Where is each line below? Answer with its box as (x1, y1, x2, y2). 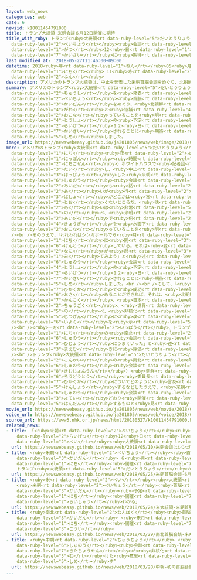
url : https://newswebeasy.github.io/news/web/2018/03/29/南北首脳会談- (11, 531, 185, 537)
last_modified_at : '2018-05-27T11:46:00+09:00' (6, 57, 125, 63)
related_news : (6, 422, 41, 428)
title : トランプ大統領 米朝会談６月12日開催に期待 (6, 30, 116, 36)
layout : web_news (6, 8, 49, 15)
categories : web (6, 14, 46, 20)
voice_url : (6, 411, 33, 418)
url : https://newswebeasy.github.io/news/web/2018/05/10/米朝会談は (11, 444, 178, 450)
